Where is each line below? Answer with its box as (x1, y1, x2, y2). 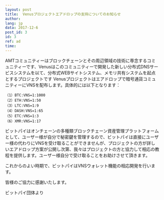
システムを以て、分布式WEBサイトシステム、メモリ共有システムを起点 (13, 69, 156, 76)
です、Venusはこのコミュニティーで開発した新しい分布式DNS (26, 64, 150, 69)
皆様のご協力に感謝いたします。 (5, 179, 70, 185)
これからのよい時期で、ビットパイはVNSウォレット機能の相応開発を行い (5, 162, 151, 169)
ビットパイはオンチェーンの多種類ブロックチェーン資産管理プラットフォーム (5, 128, 159, 133)
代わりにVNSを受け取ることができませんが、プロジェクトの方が (18, 140, 147, 146)
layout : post (5, 7, 32, 12)
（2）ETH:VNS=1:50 (5, 98, 41, 103)
